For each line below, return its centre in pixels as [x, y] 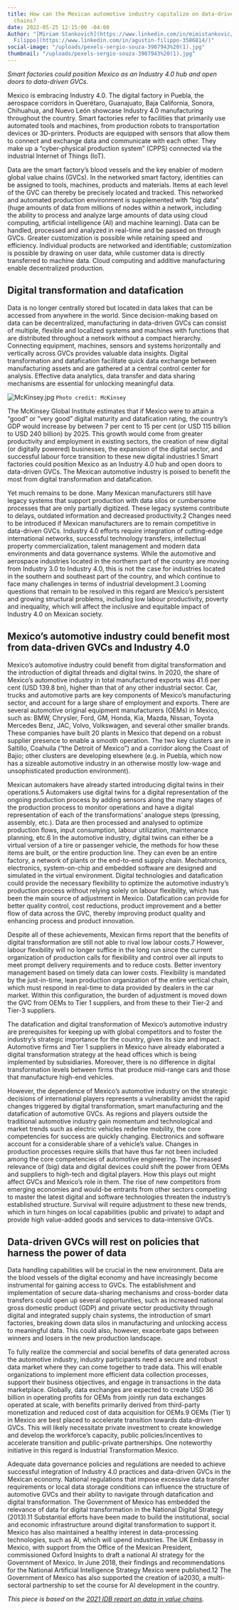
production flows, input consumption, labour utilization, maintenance [108, 830]
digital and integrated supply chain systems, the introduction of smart [109, 1316]
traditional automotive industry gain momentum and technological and [110, 1121]
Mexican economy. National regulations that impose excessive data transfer [118, 1480]
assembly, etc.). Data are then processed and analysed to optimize [105, 822]
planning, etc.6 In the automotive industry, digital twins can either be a [110, 837]
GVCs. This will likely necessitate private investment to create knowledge [115, 1428]
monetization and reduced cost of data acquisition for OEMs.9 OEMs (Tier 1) [119, 1413]
